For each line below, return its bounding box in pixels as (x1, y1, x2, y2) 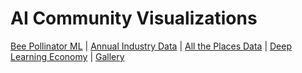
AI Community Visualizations (10, 7, 258, 30)
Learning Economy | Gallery (10, 50, 125, 62)
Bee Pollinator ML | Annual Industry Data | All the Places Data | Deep (10, 40, 292, 52)
